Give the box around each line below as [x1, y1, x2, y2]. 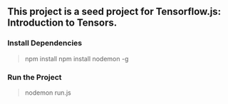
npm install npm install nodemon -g [24, 54, 129, 63]
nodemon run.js [24, 88, 71, 97]
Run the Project [7, 72, 62, 82]
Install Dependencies [7, 38, 83, 48]
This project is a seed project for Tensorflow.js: [7, 6, 222, 18]
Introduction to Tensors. [7, 17, 118, 29]
